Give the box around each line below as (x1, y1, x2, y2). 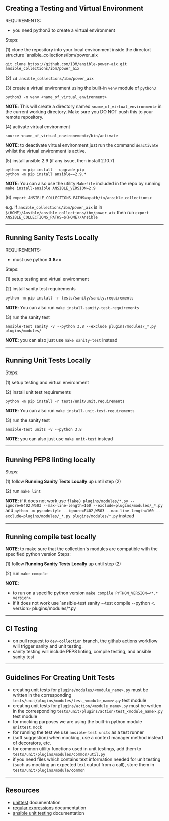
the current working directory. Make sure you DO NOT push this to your (5, 108, 153, 115)
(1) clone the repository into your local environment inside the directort (5, 46, 151, 52)
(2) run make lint (5, 488, 41, 494)
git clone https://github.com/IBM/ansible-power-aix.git (5, 61, 127, 67)
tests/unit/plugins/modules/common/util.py (12, 752, 106, 757)
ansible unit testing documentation (12, 810, 84, 816)
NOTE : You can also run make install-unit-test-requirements (5, 408, 135, 414)
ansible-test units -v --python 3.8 (5, 427, 82, 432)
